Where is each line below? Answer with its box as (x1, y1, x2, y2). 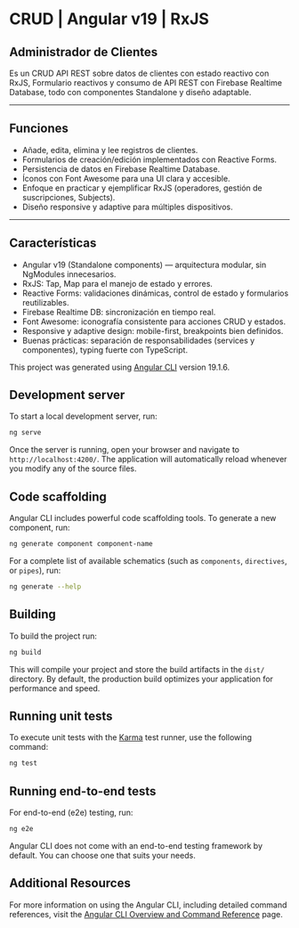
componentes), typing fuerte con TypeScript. (21, 344, 189, 355)
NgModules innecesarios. (21, 268, 117, 280)
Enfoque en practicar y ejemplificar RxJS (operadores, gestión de (21, 183, 263, 193)
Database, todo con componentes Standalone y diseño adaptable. (9, 87, 252, 97)
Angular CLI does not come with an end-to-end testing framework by (9, 840, 263, 851)
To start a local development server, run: (9, 411, 158, 422)
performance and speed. (9, 682, 101, 694)
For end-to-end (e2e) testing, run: (9, 807, 133, 818)
